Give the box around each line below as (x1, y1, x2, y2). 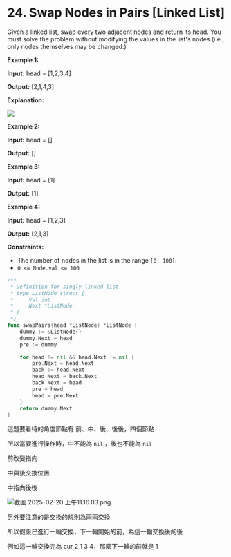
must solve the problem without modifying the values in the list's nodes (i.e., (7, 35, 225, 43)
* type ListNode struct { (10, 290, 85, 296)
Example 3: (7, 162, 40, 171)
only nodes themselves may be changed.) (7, 42, 127, 50)
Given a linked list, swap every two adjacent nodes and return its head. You (7, 28, 221, 36)
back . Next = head (32, 379, 82, 386)
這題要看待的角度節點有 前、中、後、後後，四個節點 (7, 425, 154, 433)
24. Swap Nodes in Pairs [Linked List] (7, 5, 225, 21)
